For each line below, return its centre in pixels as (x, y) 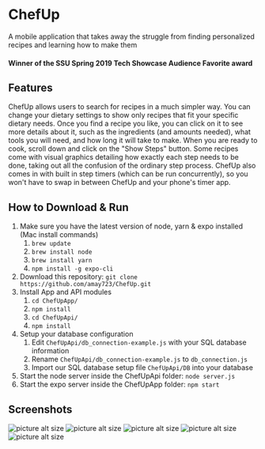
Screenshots (40, 409)
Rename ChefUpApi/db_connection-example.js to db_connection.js (139, 359)
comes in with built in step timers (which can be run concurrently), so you (128, 174)
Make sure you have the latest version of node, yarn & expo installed (131, 226)
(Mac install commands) (59, 235)
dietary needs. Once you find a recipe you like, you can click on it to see (126, 123)
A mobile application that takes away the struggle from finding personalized (131, 36)
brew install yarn (62, 261)
